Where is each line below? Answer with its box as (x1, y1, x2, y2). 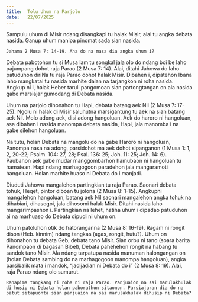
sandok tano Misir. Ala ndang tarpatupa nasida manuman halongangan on (6, 249, 186, 256)
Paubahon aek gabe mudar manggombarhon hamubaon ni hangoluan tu (6, 157, 182, 164)
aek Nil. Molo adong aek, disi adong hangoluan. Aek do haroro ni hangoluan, (6, 114, 192, 121)
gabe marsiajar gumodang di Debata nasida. (6, 90, 114, 97)
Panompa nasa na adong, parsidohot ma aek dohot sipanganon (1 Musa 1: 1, (6, 144, 191, 152)
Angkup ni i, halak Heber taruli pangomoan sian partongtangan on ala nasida (6, 83, 193, 91)
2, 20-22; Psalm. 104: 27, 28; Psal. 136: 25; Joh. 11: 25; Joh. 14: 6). (6, 150, 167, 158)
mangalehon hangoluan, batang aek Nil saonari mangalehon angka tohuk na (6, 194, 191, 201)
